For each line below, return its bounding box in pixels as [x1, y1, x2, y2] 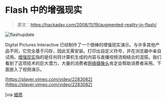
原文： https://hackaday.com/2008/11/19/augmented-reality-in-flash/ [17, 22, 157, 28]
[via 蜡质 [5, 92, 23, 98]
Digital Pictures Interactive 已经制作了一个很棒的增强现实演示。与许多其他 [5, 41, 156, 47]
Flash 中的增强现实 [5, 4, 83, 16]
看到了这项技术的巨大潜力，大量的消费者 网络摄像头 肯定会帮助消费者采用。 [5, 60, 157, 66]
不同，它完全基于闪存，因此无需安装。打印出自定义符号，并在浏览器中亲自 [9, 48, 162, 54]
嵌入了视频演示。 [9, 66, 45, 72]
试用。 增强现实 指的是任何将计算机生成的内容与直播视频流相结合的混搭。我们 [5, 54, 162, 60]
